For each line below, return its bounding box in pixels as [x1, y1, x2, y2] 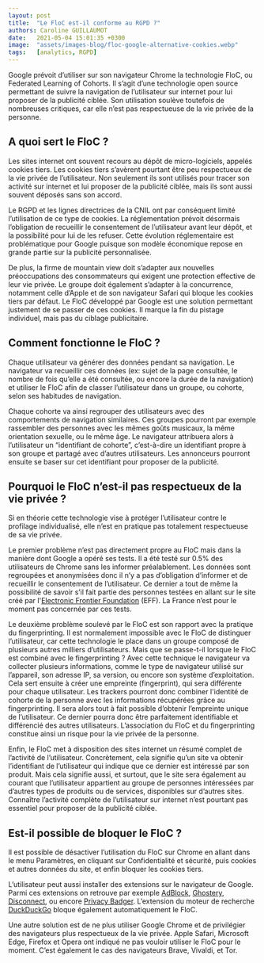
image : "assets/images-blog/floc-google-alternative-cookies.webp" [8, 41, 239, 49]
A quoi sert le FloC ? [8, 136, 109, 149]
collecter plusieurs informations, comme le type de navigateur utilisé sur [8, 662, 243, 671]
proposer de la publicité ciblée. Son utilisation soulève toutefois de [8, 96, 225, 105]
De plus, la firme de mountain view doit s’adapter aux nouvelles [8, 262, 215, 272]
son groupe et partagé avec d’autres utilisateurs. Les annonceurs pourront [8, 449, 251, 458]
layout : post [8, 11, 51, 20]
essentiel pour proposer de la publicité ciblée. [8, 804, 157, 813]
